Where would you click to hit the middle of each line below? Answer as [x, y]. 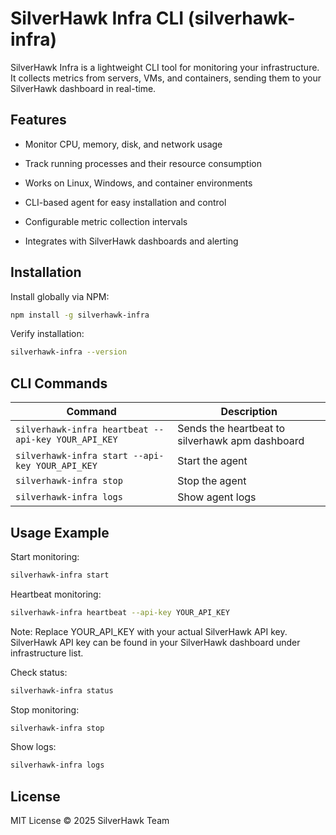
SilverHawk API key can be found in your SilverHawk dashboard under [155, 642]
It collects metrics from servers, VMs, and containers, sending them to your [166, 78]
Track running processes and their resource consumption [143, 163]
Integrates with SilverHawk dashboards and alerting [131, 241]
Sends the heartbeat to [231, 429]
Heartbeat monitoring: [56, 594]
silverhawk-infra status [62, 690]
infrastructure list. [47, 653]
